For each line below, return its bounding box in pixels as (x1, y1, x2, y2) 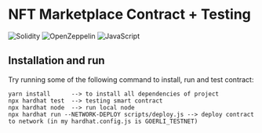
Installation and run (8, 54, 105, 67)
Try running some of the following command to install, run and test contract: (8, 74, 254, 84)
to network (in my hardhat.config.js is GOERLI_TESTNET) (8, 117, 198, 125)
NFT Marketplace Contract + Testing (8, 5, 251, 23)
